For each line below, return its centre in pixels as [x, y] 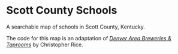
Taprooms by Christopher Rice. [45, 45]
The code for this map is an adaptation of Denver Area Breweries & [89, 38]
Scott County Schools [62, 10]
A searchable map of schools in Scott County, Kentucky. [76, 27]
